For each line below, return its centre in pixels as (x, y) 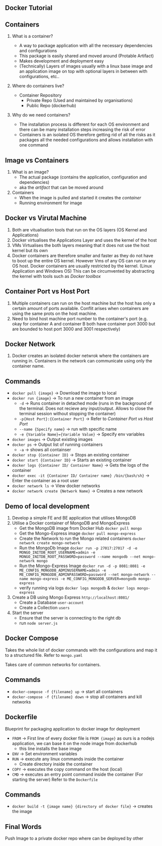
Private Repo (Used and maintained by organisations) (80, 100)
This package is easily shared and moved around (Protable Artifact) (86, 56)
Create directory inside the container (56, 764)
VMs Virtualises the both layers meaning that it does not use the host (81, 245)
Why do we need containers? (41, 115)
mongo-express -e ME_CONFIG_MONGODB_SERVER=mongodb (83, 579)
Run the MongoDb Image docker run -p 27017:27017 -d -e (78, 548)
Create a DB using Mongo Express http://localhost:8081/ (71, 597)
